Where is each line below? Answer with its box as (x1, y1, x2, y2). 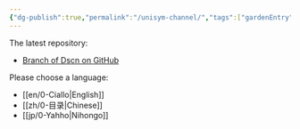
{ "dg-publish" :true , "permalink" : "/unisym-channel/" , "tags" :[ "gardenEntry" (9, 12, 294, 22)
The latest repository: (9, 37, 88, 48)
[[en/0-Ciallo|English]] (21, 89, 104, 100)
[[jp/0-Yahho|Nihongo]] (21, 109, 109, 120)
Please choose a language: (9, 72, 109, 83)
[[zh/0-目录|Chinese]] (21, 100, 103, 110)
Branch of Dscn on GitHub (21, 54, 120, 65)
